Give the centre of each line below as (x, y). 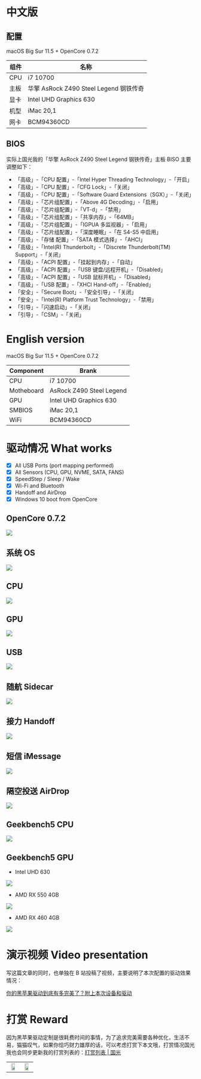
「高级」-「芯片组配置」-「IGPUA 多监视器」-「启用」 (83, 224)
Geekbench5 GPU (40, 857)
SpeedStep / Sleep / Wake (47, 479)
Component (26, 370)
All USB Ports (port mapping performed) (64, 465)
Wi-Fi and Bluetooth (39, 485)
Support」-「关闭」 (39, 254)
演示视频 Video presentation (77, 955)
